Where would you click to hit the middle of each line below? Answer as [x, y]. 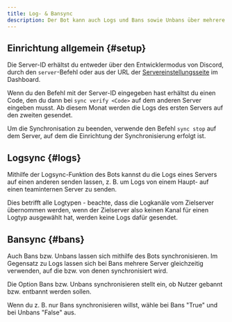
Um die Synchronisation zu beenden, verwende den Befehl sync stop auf [112, 128]
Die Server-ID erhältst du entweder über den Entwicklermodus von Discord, [116, 65]
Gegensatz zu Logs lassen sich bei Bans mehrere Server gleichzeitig [105, 263]
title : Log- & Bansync [40, 14]
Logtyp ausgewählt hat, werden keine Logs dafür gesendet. [93, 218]
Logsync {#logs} [44, 158]
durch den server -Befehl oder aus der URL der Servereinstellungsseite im [113, 72]
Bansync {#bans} [46, 239]
